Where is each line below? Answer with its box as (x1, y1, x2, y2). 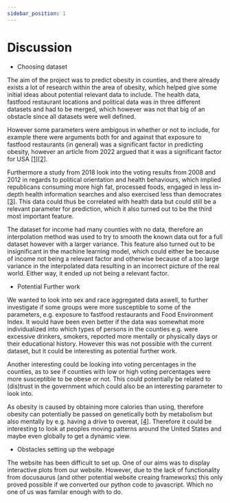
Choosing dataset (16, 63, 67, 71)
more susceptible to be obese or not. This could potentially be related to (7, 375, 211, 383)
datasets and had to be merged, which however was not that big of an (7, 104, 205, 113)
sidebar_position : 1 (7, 10, 67, 17)
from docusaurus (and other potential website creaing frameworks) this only (7, 473, 223, 481)
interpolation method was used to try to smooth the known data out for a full (7, 232, 223, 241)
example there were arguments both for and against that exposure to (7, 133, 202, 141)
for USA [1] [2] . (7, 155, 48, 163)
